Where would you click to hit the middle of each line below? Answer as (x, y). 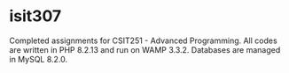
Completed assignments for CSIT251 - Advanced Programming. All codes (143, 40)
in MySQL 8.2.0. (39, 59)
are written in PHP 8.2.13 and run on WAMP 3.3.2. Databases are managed (145, 49)
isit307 (35, 16)
